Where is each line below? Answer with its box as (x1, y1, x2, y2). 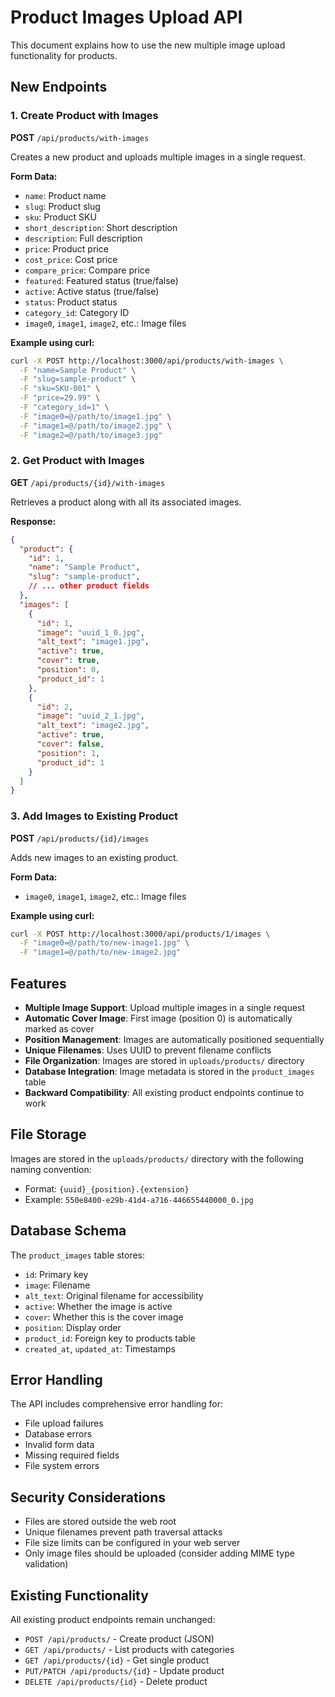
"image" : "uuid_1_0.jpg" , (36, 627, 145, 638)
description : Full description (24, 232, 143, 244)
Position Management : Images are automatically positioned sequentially (24, 1034, 325, 1046)
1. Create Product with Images (10, 109, 159, 123)
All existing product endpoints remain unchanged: (10, 1614, 216, 1626)
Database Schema (10, 1222, 127, 1240)
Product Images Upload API (10, 6, 243, 29)
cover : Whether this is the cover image (24, 1311, 184, 1323)
